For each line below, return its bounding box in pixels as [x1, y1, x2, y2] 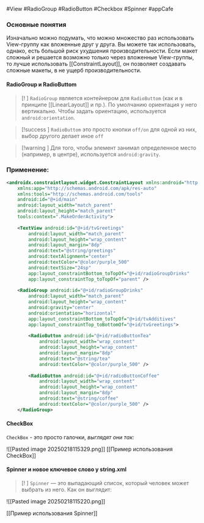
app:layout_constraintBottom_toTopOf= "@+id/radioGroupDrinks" [28, 270, 190, 277]
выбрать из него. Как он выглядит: [21, 486, 112, 494]
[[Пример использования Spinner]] [6, 510, 98, 517]
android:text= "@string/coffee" [38, 395, 119, 402]
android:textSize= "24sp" [28, 265, 92, 271]
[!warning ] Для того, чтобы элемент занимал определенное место [21, 144, 197, 152]
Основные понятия [6, 20, 67, 29]
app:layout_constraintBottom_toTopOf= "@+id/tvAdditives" [28, 316, 176, 322]
